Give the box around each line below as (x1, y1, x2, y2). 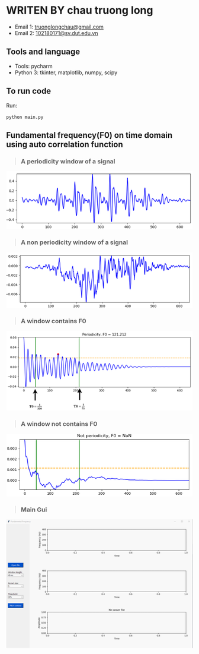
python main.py (6, 114, 44, 120)
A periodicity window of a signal (20, 157, 115, 165)
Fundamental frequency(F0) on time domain (6, 130, 173, 140)
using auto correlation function (6, 139, 123, 149)
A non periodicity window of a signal (20, 238, 129, 247)
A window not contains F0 (20, 420, 98, 428)
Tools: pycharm (14, 62, 53, 69)
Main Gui (20, 505, 47, 514)
